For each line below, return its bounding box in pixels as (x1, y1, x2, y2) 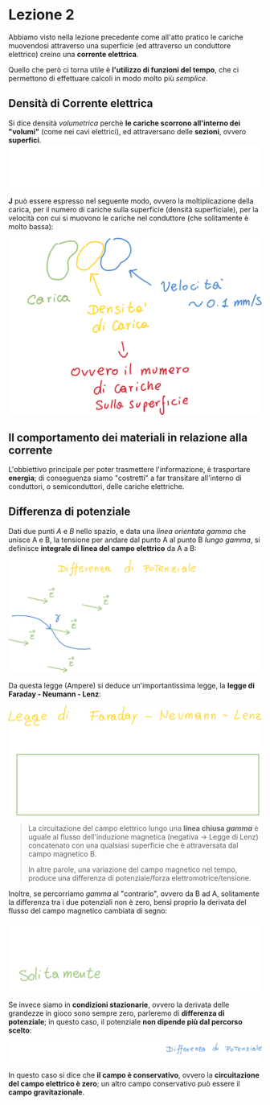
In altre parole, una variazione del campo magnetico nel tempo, (27, 865, 238, 874)
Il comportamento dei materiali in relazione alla (8, 430, 247, 444)
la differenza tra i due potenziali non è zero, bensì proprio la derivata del (8, 898, 247, 907)
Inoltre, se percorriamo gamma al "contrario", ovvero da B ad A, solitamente (8, 889, 260, 898)
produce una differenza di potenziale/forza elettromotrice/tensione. (27, 873, 252, 883)
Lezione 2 (8, 6, 75, 24)
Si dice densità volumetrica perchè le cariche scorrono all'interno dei (8, 118, 241, 128)
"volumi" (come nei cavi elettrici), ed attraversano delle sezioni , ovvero (8, 126, 247, 136)
